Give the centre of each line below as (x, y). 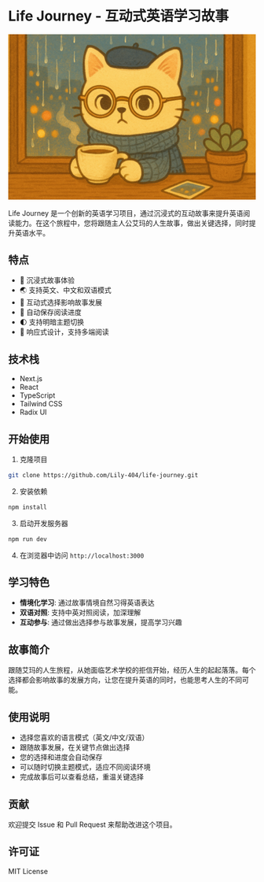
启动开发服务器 (44, 523)
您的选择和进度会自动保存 (61, 758)
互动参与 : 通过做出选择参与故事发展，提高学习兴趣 (101, 622)
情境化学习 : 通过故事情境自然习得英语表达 (87, 602)
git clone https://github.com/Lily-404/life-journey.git (103, 476)
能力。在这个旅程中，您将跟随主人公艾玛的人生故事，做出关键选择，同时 (132, 223)
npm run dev (27, 539)
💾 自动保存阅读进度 (50, 313)
